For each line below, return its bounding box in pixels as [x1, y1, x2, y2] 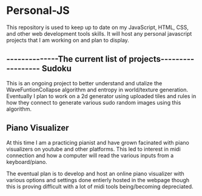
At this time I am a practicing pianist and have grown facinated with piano [6, 139, 189, 146]
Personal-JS [6, 4, 70, 18]
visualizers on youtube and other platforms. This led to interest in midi [6, 145, 181, 152]
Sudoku [41, 64, 72, 74]
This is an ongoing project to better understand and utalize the [6, 79, 163, 87]
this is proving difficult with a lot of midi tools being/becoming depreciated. [6, 183, 194, 190]
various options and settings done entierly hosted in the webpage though [6, 176, 190, 183]
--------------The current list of [6, 54, 127, 64]
